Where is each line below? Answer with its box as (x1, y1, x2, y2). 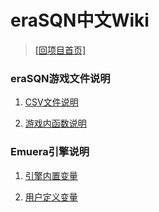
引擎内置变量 (24, 169, 78, 181)
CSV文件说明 (24, 96, 79, 108)
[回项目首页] (34, 44, 87, 56)
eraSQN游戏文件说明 (10, 71, 111, 85)
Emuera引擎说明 (10, 145, 90, 159)
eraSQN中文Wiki (10, 9, 150, 32)
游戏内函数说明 (24, 117, 87, 130)
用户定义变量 (24, 191, 78, 203)
